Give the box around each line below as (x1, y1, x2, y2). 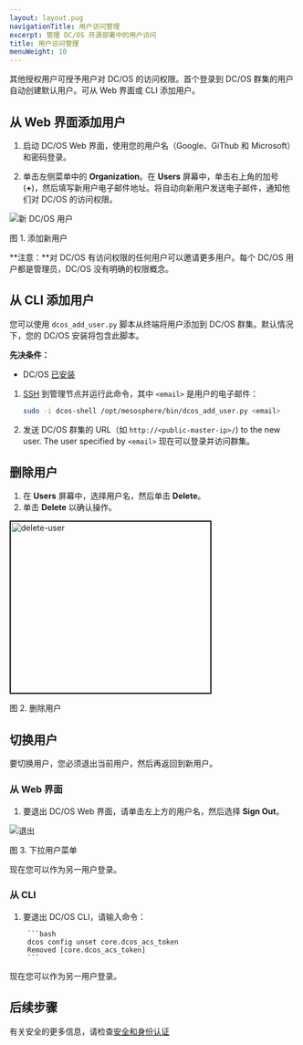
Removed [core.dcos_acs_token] (26, 946, 146, 955)
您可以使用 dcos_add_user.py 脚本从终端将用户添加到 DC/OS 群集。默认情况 (9, 319, 294, 329)
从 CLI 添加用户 (9, 293, 95, 308)
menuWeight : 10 (9, 47, 68, 57)
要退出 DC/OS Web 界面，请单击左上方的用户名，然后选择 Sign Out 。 (22, 805, 285, 817)
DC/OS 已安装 (22, 369, 76, 380)
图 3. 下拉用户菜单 (9, 844, 78, 855)
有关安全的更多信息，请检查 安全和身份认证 (9, 1026, 170, 1037)
